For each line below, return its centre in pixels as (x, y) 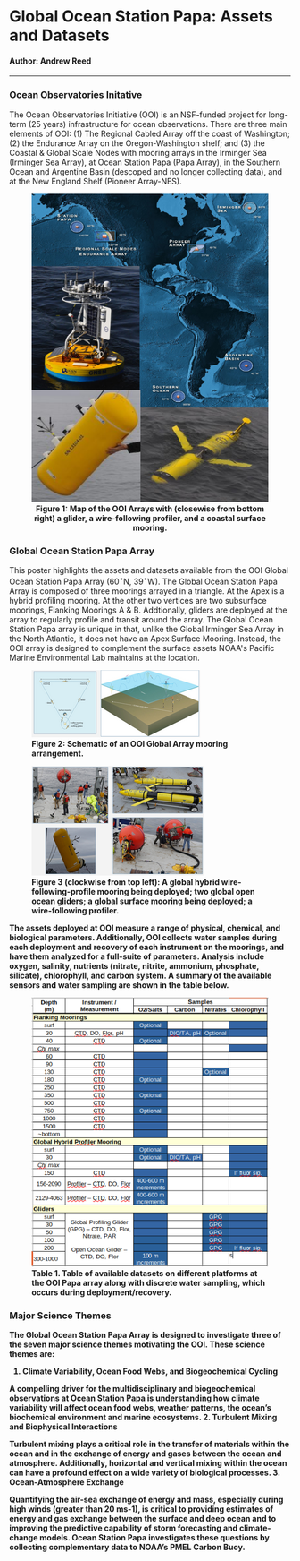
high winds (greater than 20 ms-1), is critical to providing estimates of (142, 1509)
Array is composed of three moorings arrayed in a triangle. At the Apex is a (147, 591)
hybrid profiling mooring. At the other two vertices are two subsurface (138, 600)
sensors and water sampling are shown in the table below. (119, 985)
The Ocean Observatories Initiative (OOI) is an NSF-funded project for (138, 115)
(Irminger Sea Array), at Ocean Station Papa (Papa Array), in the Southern (145, 162)
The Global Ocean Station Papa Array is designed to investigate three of (145, 1335)
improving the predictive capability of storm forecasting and (124, 1528)
